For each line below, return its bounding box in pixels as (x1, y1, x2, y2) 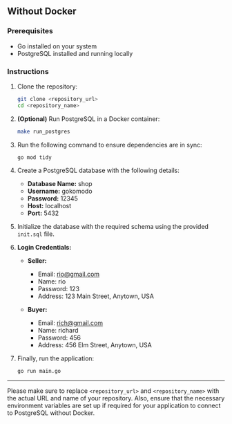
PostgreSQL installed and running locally (17, 49, 133, 57)
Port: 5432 (27, 209, 59, 217)
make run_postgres (17, 128, 70, 135)
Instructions (7, 66, 50, 76)
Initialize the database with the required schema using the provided (17, 223, 209, 231)
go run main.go (17, 368, 61, 375)
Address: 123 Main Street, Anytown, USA (37, 292, 154, 300)
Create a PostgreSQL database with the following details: (17, 166, 180, 175)
